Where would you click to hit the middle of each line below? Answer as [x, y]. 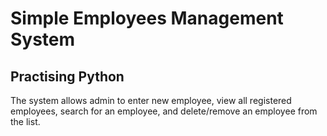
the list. [25, 121]
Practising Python [67, 76]
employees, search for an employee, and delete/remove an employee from [164, 111]
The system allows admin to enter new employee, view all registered [151, 100]
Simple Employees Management [147, 18]
